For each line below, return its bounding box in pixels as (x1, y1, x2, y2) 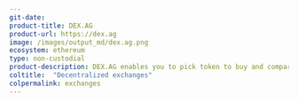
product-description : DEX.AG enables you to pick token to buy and (9, 63, 264, 72)
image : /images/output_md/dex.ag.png (9, 37, 149, 47)
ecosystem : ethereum (9, 46, 86, 55)
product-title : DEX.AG (9, 21, 93, 30)
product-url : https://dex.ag (9, 29, 117, 38)
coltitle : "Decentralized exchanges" (9, 71, 153, 80)
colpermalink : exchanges (9, 79, 101, 88)
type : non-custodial (9, 54, 86, 63)
